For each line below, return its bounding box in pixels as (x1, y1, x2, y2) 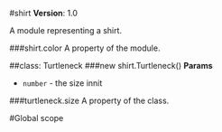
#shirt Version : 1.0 (9, 8, 79, 18)
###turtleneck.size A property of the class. (9, 95, 170, 106)
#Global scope (9, 113, 64, 123)
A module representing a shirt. (9, 25, 123, 35)
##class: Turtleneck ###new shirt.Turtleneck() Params (9, 61, 214, 71)
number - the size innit (22, 78, 103, 89)
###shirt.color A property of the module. (9, 42, 161, 53)
